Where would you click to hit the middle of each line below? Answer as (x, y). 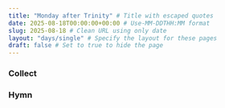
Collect (23, 74)
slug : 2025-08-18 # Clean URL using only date (88, 30)
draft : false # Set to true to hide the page (86, 46)
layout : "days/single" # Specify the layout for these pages (113, 38)
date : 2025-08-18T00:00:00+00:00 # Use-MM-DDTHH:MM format (109, 23)
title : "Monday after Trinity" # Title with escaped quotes (111, 16)
